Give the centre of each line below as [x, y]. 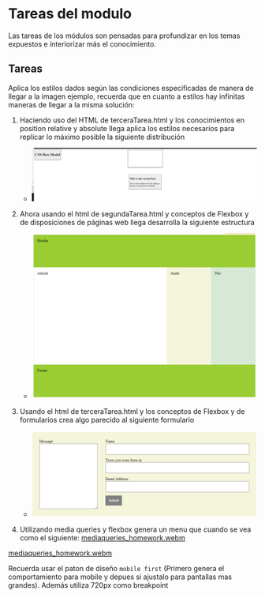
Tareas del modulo [70, 14]
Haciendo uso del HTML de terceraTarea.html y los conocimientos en [132, 120]
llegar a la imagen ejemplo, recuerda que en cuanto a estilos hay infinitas [127, 96]
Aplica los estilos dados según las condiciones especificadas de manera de [131, 88]
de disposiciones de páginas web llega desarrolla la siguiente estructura [137, 223]
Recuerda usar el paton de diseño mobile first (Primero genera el [116, 568]
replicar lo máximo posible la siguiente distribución [102, 137]
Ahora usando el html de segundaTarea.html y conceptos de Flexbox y [134, 214]
